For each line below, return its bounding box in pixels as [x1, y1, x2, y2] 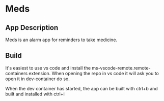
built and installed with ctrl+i [5, 91, 65, 97]
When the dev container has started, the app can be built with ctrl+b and [5, 85, 158, 91]
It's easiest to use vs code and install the [5, 64, 91, 71]
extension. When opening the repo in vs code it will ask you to [29, 70, 159, 76]
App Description [5, 23, 59, 32]
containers [5, 70, 28, 76]
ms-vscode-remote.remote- [91, 64, 151, 71]
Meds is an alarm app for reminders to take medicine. [5, 37, 118, 43]
